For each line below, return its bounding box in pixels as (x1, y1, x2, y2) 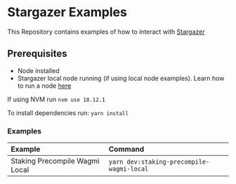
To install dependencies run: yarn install (7, 108, 129, 117)
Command (108, 145, 145, 155)
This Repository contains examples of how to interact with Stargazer (7, 27, 205, 36)
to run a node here (17, 81, 72, 90)
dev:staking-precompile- (126, 158, 210, 166)
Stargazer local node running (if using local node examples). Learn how (17, 74, 225, 82)
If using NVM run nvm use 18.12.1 (7, 95, 105, 103)
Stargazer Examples (7, 4, 128, 20)
